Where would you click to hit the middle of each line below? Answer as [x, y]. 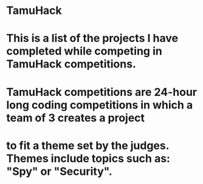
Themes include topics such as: [88, 158]
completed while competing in [84, 51]
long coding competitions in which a [100, 105]
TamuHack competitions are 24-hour [102, 92]
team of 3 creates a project [75, 118]
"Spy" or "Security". [59, 171]
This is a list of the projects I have [92, 39]
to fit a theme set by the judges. [88, 145]
